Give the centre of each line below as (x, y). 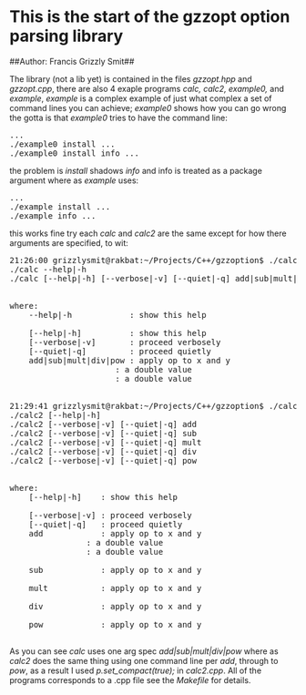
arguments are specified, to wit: (69, 242)
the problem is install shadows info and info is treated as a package (136, 170)
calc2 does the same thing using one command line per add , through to (144, 660)
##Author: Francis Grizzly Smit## (72, 61)
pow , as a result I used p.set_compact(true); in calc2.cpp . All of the (136, 670)
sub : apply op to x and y (115, 570)
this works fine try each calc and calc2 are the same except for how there (148, 233)
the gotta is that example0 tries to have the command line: (118, 118)
